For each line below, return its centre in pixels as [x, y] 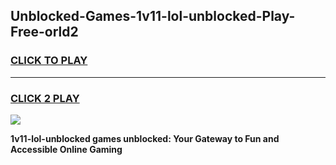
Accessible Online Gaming [66, 149]
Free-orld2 [44, 32]
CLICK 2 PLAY [45, 98]
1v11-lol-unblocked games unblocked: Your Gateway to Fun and [145, 138]
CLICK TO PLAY [49, 61]
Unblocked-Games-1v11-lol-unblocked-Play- [153, 16]
